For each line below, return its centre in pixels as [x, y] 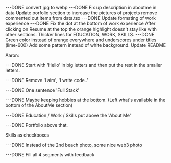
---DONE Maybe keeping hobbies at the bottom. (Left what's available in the [86, 100]
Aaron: [12, 55]
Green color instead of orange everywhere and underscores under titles [81, 40]
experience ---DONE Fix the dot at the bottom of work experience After [80, 23]
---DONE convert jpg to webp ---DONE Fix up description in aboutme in [81, 7]
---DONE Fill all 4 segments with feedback [50, 155]
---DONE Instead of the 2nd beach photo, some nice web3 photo [74, 145]
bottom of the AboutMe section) [39, 105]
